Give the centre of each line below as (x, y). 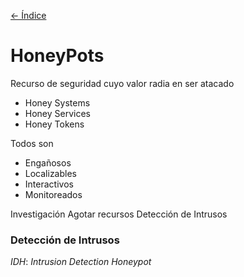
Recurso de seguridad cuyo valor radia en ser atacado (122, 83)
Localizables (50, 173)
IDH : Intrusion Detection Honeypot (81, 262)
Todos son (32, 143)
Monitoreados (53, 194)
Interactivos (49, 184)
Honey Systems (57, 102)
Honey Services (58, 113)
